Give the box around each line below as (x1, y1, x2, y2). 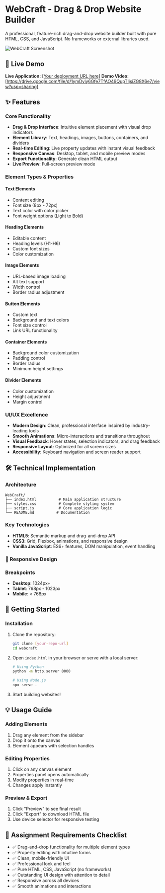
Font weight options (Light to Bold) (12, 213, 83, 219)
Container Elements (5, 339, 47, 345)
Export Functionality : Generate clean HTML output (12, 156, 118, 162)
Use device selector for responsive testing (12, 816, 99, 822)
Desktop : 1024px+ (12, 580, 51, 586)
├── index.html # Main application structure (5, 497, 121, 502)
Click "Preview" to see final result (12, 806, 81, 812)
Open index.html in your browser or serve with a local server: (12, 654, 139, 660)
